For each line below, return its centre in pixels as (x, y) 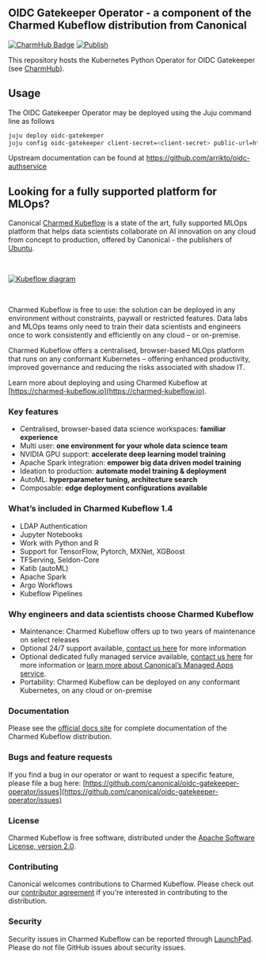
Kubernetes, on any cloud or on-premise (86, 691)
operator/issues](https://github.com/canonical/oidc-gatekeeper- (114, 791)
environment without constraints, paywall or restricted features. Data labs (128, 318)
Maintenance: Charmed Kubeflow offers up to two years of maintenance (137, 631)
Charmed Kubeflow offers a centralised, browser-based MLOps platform (126, 351)
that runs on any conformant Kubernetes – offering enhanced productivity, (129, 359)
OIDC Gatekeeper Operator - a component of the (130, 13)
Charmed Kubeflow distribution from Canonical (127, 26)
